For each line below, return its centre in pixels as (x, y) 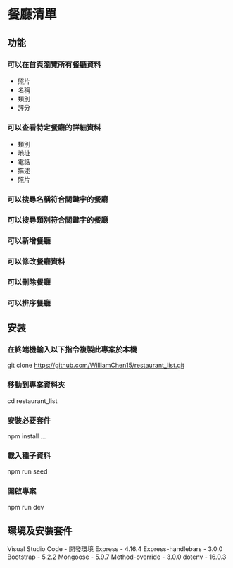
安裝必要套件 (29, 420)
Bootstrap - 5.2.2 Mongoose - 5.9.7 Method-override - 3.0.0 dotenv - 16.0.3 (117, 557)
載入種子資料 (29, 455)
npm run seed (27, 471)
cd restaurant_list (32, 401)
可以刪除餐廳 (29, 282)
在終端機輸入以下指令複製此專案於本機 (72, 350)
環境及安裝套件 (40, 530)
